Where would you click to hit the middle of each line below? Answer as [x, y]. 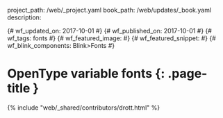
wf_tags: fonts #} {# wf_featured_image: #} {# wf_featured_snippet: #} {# [112, 38]
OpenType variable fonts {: [86, 74]
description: [24, 17]
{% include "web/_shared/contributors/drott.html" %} [84, 108]
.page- [188, 74]
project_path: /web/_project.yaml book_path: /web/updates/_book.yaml [109, 10]
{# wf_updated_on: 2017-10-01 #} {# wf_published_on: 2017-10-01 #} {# [109, 31]
